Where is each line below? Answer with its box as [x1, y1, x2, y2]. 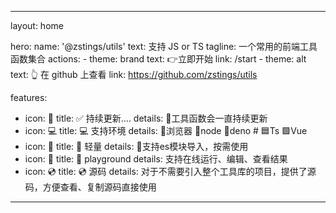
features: [10, 92, 48, 103]
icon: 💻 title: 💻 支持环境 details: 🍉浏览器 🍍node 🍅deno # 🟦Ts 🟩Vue [24, 125, 308, 136]
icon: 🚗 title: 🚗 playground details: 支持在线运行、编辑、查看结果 [24, 153, 288, 165]
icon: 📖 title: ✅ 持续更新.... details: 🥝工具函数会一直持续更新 [24, 112, 268, 124]
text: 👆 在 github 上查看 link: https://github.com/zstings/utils [10, 69, 258, 80]
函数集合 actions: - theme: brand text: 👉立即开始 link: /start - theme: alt [10, 53, 307, 65]
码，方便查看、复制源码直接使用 [24, 181, 157, 193]
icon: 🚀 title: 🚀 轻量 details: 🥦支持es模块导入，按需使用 [24, 141, 249, 152]
